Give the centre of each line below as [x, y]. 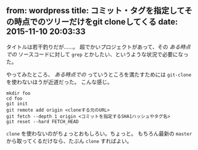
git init [17, 103]
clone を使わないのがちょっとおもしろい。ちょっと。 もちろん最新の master [99, 133]
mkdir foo [19, 93]
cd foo [14, 98]
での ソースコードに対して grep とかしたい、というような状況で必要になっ [98, 54]
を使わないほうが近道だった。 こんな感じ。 [59, 82]
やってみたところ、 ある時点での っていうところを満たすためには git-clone [99, 74]
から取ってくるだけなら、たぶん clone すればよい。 [69, 141]
